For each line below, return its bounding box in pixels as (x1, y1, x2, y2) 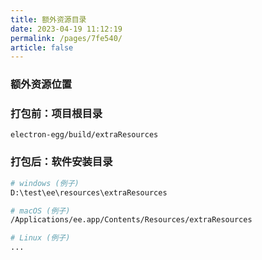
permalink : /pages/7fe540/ (10, 33, 123, 43)
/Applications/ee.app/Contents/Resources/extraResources (10, 215, 253, 225)
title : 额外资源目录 (10, 14, 87, 25)
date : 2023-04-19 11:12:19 (10, 24, 123, 34)
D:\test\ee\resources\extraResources (10, 187, 168, 198)
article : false (10, 42, 74, 53)
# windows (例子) (10, 178, 80, 188)
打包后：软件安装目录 (10, 155, 113, 169)
